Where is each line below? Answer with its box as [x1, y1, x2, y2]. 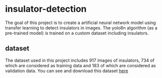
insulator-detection [5, 3, 87, 15]
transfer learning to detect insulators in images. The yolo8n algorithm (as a [5, 25, 158, 30]
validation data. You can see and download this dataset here [5, 68, 128, 74]
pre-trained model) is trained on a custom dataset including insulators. [5, 30, 149, 36]
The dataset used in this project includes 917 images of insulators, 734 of [5, 57, 155, 63]
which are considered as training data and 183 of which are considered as [5, 62, 156, 68]
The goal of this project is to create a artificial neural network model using [5, 20, 156, 26]
